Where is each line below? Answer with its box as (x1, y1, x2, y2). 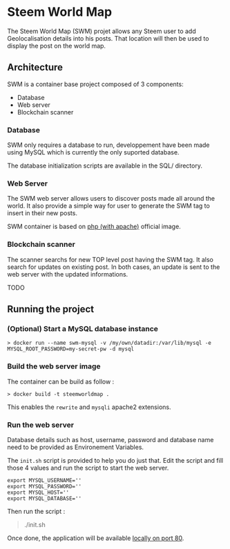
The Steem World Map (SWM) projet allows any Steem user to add (7, 27, 196, 35)
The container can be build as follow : (7, 377, 115, 386)
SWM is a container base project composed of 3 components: (7, 80, 184, 88)
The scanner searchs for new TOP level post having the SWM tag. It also (7, 255, 214, 263)
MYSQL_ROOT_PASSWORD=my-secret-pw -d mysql (7, 346, 135, 352)
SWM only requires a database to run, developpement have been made (7, 141, 210, 149)
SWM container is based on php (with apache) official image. (7, 222, 181, 231)
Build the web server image (7, 361, 102, 371)
